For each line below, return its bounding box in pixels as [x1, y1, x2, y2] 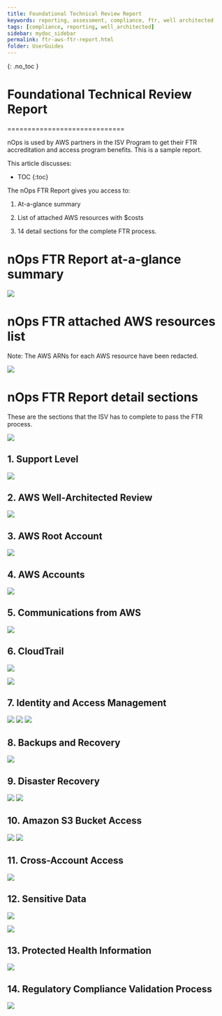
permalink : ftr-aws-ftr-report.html [7, 36, 114, 43]
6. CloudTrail [7, 646, 64, 657]
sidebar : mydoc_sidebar [7, 29, 77, 37]
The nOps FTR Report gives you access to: [7, 186, 131, 195]
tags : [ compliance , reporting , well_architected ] [7, 23, 155, 30]
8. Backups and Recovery [7, 737, 121, 749]
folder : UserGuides [7, 43, 64, 50]
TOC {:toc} [17, 172, 49, 181]
